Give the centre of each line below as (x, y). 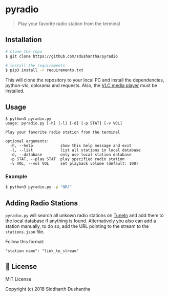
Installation (24, 40)
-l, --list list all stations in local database (75, 150)
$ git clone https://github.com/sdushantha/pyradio (61, 56)
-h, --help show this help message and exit (71, 146)
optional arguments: (27, 141)
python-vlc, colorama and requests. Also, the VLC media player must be (81, 86)
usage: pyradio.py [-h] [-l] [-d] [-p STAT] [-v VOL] (64, 123)
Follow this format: (25, 242)
